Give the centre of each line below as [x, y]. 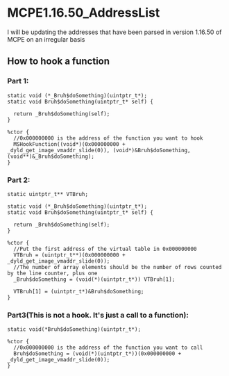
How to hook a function [58, 62]
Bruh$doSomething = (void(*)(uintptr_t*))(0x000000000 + [97, 354]
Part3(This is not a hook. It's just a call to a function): [98, 315]
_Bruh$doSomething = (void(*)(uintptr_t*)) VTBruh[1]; [94, 279]
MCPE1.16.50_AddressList [84, 13]
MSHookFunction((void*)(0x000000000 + [70, 144]
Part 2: [19, 180]
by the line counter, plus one [52, 273]
